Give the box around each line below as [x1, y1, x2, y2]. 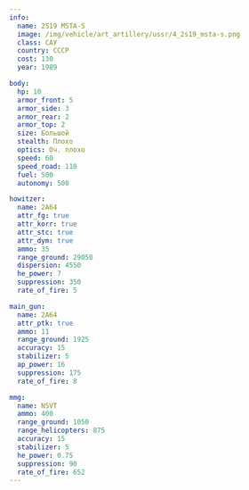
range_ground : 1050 [17, 418, 90, 427]
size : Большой [17, 129, 69, 138]
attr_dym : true [17, 236, 74, 245]
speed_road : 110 [17, 162, 77, 170]
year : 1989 [17, 63, 58, 72]
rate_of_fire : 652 [17, 468, 86, 477]
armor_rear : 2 [17, 112, 69, 121]
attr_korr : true [17, 220, 77, 228]
